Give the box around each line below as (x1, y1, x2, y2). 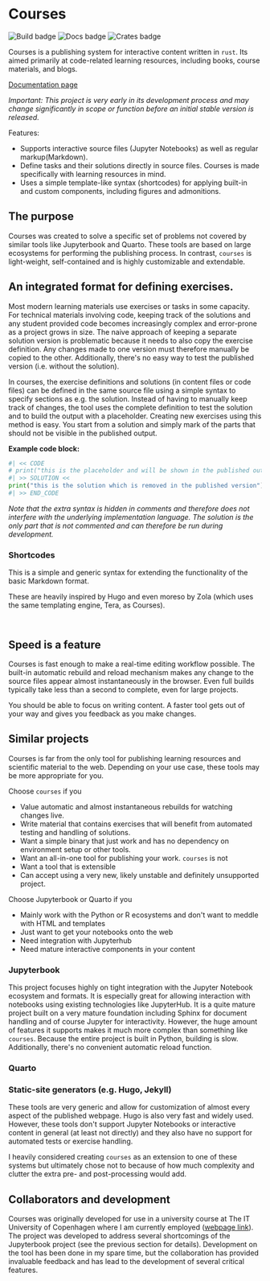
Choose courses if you (8, 786, 82, 796)
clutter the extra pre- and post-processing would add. (8, 1169, 187, 1179)
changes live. (19, 810, 64, 820)
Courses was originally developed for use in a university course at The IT (8, 1214, 251, 1224)
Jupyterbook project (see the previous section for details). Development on (8, 1240, 258, 1250)
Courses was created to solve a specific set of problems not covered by (8, 231, 247, 241)
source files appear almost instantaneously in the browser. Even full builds (8, 677, 255, 686)
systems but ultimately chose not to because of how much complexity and (8, 1160, 255, 1171)
